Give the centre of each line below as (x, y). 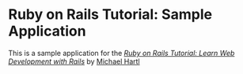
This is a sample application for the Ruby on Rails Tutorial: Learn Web (121, 53)
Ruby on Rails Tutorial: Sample (110, 15)
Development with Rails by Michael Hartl (74, 61)
